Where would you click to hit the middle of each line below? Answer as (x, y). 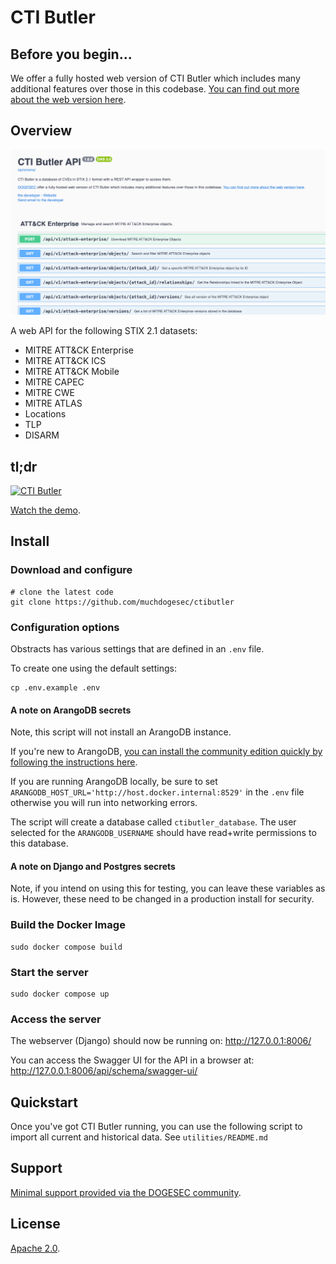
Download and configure (71, 570)
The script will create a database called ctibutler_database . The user (153, 822)
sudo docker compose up (60, 994)
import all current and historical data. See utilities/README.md (139, 1137)
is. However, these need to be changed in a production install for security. (162, 899)
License (35, 1224)
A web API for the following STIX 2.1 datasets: (104, 331)
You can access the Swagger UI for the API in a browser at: (132, 1060)
